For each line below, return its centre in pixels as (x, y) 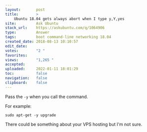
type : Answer (27, 32)
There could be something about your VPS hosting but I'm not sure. (74, 124)
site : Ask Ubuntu (32, 23)
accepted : (15, 64)
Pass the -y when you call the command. (47, 97)
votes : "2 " (25, 51)
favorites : (16, 55)
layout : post (25, 10)
